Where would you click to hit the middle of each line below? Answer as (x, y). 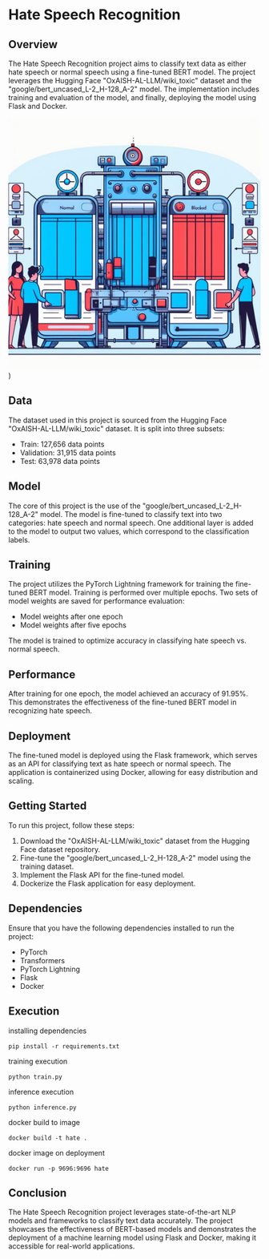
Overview (33, 44)
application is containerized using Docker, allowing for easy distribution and (133, 773)
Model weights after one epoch (71, 617)
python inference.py (43, 1108)
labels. (19, 539)
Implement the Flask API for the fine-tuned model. (102, 874)
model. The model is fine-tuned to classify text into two (131, 514)
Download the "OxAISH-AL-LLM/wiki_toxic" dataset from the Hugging (135, 841)
